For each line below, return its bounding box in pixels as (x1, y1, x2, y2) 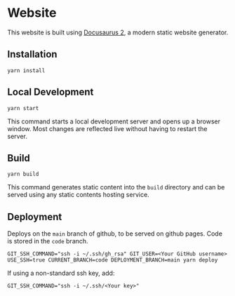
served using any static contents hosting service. (7, 191, 149, 199)
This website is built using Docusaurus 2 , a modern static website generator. (7, 28, 229, 36)
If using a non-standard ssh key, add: (7, 269, 115, 278)
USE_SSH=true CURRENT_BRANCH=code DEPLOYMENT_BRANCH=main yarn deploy (7, 257, 218, 264)
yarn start (7, 105, 39, 112)
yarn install (7, 67, 46, 74)
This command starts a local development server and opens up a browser (7, 117, 221, 126)
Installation (7, 48, 58, 60)
